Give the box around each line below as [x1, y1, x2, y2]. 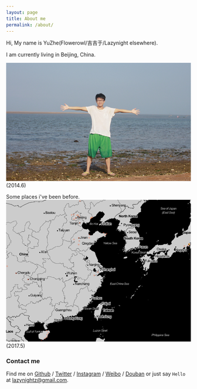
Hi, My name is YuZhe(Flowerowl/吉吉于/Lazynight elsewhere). [6, 39, 158, 46]
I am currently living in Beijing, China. [6, 51, 96, 58]
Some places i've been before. [6, 193, 80, 200]
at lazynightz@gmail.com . [6, 377, 69, 384]
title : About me [6, 15, 46, 22]
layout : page [6, 9, 38, 15]
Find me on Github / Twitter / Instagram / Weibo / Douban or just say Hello [6, 370, 186, 377]
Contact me [6, 357, 40, 365]
